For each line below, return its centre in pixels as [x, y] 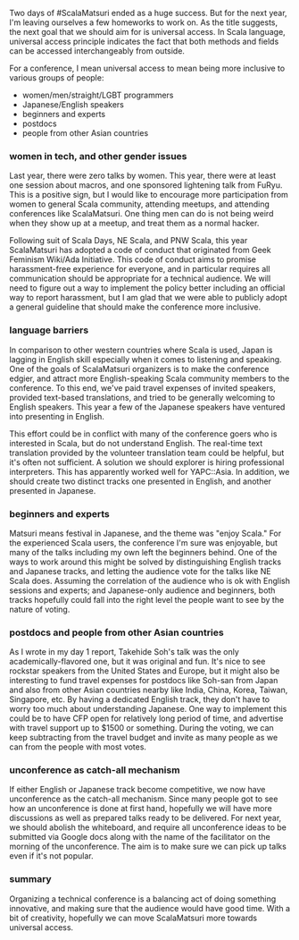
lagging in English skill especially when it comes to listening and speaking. [146, 359]
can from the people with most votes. [78, 747]
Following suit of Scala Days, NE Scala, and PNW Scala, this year [129, 241]
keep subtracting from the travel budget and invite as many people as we [144, 738]
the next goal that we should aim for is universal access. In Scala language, [147, 32]
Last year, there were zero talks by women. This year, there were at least [143, 176]
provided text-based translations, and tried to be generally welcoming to [142, 397]
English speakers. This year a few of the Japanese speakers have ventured [147, 407]
